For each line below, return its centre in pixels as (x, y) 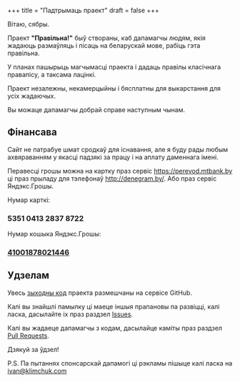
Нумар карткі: (29, 200)
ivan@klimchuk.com (37, 371)
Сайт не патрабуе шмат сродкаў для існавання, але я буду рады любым (118, 149)
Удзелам (29, 275)
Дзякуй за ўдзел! (33, 349)
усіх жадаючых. (31, 96)
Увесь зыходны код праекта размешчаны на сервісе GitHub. (100, 293)
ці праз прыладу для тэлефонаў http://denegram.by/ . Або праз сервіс (112, 179)
